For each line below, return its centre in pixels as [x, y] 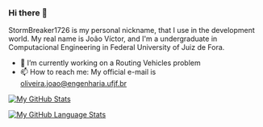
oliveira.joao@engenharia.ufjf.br [73, 84]
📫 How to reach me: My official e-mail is [88, 72]
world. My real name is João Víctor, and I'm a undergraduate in [113, 39]
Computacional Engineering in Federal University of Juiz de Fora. [117, 47]
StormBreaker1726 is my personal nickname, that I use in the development [132, 31]
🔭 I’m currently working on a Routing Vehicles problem [110, 63]
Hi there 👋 [28, 13]
